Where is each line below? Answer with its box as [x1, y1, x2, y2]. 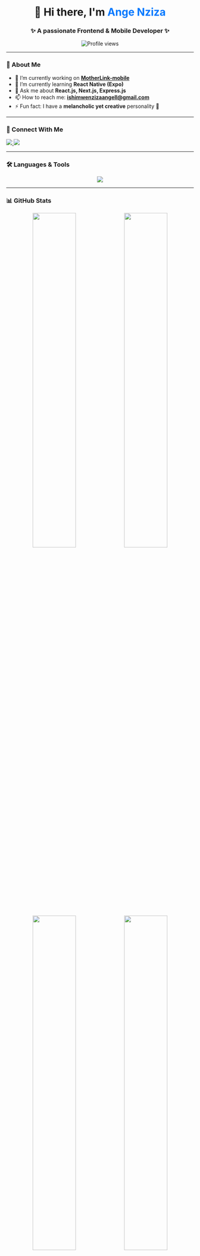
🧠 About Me [6, 61, 41, 69]
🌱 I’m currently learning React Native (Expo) [14, 80, 124, 88]
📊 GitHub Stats [6, 197, 52, 205]
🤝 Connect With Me [6, 125, 64, 134]
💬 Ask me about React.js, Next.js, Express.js [14, 86, 126, 94]
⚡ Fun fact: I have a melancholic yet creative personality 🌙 [14, 103, 160, 110]
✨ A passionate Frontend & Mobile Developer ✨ [30, 27, 170, 35]
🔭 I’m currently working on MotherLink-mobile [14, 74, 130, 81]
